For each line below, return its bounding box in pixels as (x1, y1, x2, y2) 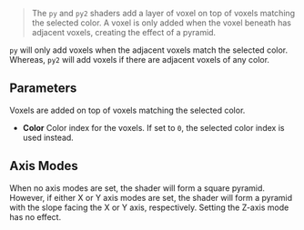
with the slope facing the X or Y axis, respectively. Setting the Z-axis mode (9, 202, 289, 213)
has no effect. (9, 211, 62, 222)
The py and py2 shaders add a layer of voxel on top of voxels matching (31, 8, 296, 18)
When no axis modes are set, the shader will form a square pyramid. (9, 182, 266, 194)
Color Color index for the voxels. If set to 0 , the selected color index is (22, 122, 285, 133)
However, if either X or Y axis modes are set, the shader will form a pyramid (9, 192, 293, 203)
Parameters (9, 81, 77, 96)
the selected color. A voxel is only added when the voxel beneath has (31, 17, 291, 28)
